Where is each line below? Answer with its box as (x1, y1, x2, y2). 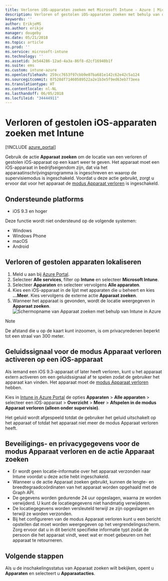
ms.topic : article (5, 40, 43, 45)
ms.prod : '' (5, 44, 30, 49)
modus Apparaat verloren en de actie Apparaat (5, 448, 155, 456)
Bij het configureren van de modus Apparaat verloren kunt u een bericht (12, 516, 161, 522)
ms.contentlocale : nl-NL (5, 86, 57, 91)
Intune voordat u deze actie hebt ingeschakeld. (12, 474, 109, 480)
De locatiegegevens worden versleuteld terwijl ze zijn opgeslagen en (12, 506, 154, 512)
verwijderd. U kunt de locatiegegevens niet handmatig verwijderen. (12, 500, 151, 506)
